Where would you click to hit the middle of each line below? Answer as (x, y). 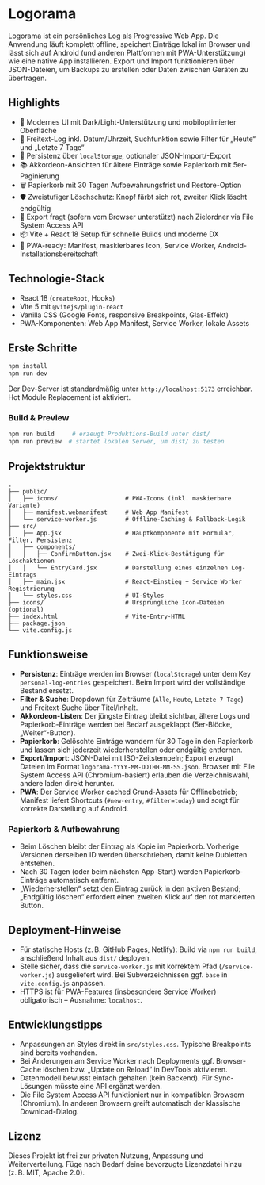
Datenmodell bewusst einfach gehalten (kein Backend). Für (116, 1078)
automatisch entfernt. (83, 880)
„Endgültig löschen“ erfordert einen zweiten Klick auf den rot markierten (137, 897)
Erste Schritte (43, 348)
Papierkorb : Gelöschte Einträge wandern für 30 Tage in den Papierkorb (136, 741)
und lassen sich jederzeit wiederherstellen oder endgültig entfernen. (131, 750)
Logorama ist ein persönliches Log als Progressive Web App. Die (114, 36)
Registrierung (32, 589)
